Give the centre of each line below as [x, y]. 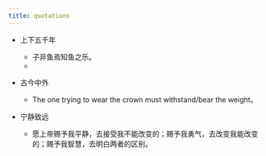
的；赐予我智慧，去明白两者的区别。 [92, 144]
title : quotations [39, 16]
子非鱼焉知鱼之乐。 [64, 56]
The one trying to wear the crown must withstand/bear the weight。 [145, 99]
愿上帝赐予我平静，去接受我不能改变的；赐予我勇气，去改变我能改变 [145, 133]
